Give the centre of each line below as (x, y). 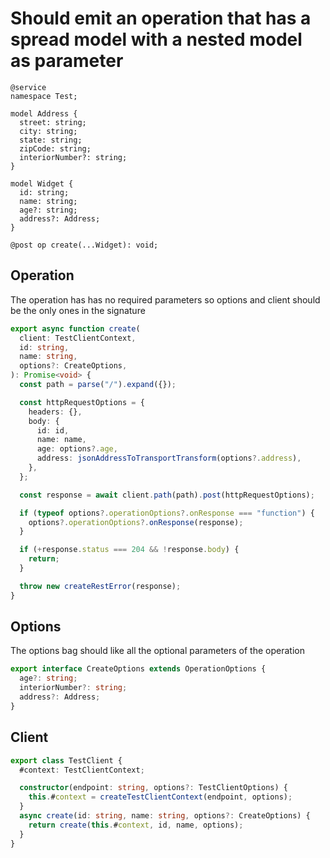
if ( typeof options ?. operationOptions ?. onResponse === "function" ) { (167, 513)
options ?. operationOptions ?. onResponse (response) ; (136, 522)
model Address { (44, 113)
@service (28, 87)
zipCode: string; (55, 148)
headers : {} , (55, 412)
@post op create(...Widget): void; (84, 245)
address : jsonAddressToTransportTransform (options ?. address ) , (169, 458)
